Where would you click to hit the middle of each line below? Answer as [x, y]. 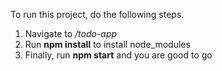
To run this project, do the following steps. [97, 14]
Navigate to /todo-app [71, 33]
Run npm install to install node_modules [107, 44]
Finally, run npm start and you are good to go [118, 55]
